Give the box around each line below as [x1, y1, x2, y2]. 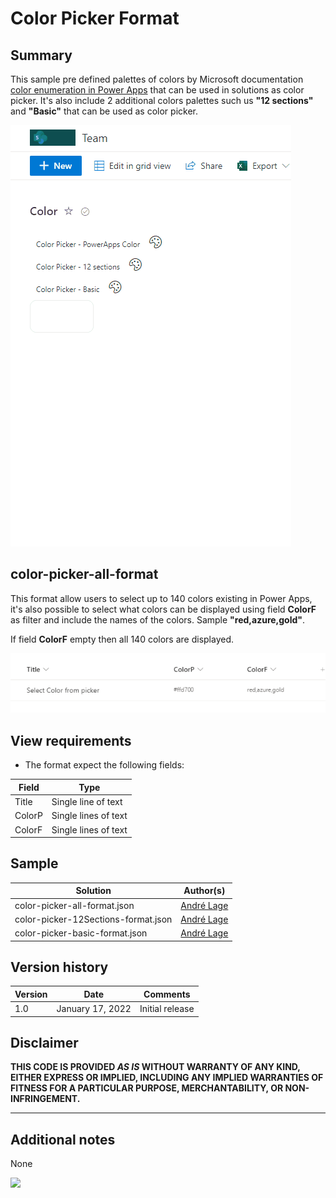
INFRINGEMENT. [10, 1093, 81, 1105]
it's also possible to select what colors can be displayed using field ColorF [10, 603, 317, 615]
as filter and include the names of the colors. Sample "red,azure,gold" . [10, 613, 306, 626]
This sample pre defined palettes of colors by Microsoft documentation [10, 73, 304, 85]
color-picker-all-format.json [14, 899, 135, 911]
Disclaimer [10, 1035, 79, 1052]
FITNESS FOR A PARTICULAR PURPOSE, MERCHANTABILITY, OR [10, 1082, 284, 1094]
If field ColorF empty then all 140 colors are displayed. [10, 633, 235, 645]
